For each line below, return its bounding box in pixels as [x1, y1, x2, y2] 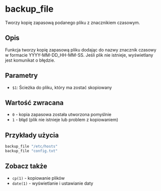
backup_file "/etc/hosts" [5, 144, 58, 149]
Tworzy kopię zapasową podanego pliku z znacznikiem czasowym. [5, 20, 141, 25]
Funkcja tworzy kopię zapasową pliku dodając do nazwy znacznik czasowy [5, 47, 157, 52]
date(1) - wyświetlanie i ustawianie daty [12, 180, 94, 186]
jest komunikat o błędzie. [5, 57, 55, 63]
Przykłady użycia [5, 131, 59, 139]
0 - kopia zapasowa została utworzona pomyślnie [12, 112, 112, 118]
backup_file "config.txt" [5, 148, 58, 154]
